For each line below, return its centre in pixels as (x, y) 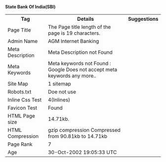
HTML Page (21, 116)
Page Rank (20, 144)
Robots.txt (20, 92)
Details (86, 19)
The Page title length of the (79, 27)
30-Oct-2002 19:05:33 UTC (82, 152)
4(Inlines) (59, 100)
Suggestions (143, 19)
